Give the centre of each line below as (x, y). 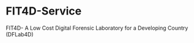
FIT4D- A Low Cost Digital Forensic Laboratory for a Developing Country (97, 28)
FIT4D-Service (44, 11)
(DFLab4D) (20, 34)
